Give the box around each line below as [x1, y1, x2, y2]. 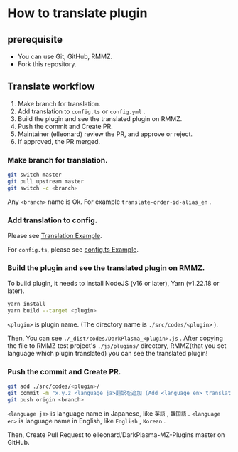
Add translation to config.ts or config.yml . [17, 107, 146, 115]
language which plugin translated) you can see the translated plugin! [7, 349, 208, 358]
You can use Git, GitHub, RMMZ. [17, 52, 112, 61]
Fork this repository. [17, 60, 77, 68]
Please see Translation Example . [7, 232, 102, 240]
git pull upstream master [7, 178, 84, 185]
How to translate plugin [7, 5, 148, 21]
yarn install [7, 301, 46, 308]
